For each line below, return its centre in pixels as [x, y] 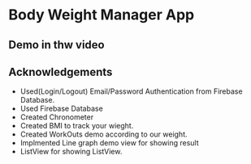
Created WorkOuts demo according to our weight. [104, 134]
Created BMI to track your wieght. [77, 126]
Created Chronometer [57, 117]
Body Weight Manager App [102, 15]
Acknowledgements [61, 71]
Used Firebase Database [61, 109]
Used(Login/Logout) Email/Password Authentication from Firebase [131, 91]
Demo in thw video [56, 45]
